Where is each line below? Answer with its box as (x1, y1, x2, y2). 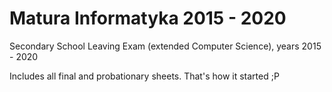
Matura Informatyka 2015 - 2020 (9, 7, 287, 30)
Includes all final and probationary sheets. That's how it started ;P (9, 70, 280, 82)
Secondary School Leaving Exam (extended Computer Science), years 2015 (9, 40, 322, 52)
